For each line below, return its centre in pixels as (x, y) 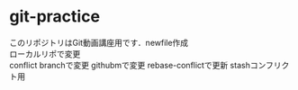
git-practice (55, 17)
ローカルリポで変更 (45, 54)
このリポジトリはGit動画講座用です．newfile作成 (99, 42)
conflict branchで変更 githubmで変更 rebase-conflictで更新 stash (130, 65)
